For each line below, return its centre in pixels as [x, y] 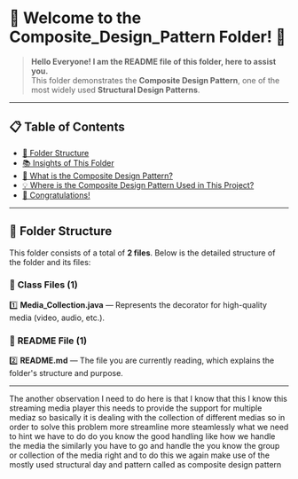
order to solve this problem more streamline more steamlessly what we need [149, 427]
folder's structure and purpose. [67, 373]
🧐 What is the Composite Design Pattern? [97, 176]
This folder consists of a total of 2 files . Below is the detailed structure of [142, 253]
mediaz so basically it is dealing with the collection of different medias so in [147, 418]
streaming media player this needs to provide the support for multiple [136, 408]
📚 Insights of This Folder [68, 162]
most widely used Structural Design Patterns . [115, 90]
